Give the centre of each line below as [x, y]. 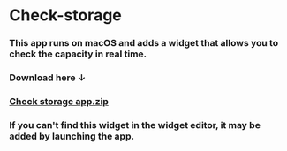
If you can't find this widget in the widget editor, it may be [135, 125]
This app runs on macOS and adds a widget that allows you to [144, 43]
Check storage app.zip [59, 101]
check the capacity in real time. [78, 54]
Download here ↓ [48, 78]
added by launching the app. [72, 136]
